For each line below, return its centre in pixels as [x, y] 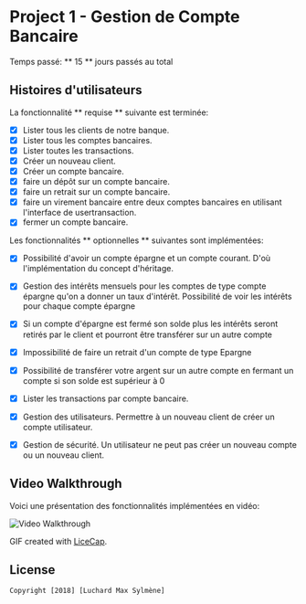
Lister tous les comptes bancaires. [87, 140]
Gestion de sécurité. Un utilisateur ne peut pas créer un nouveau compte [159, 444]
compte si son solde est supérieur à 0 [94, 380]
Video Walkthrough [66, 484]
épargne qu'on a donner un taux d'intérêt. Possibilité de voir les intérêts [157, 297]
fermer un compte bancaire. [75, 222]
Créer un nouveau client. [69, 161]
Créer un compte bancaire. [74, 171]
